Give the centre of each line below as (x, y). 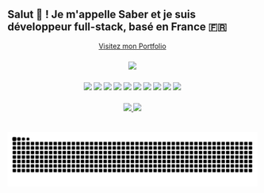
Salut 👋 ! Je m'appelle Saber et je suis (101, 15)
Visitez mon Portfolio (132, 46)
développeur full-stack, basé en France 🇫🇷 (117, 27)
